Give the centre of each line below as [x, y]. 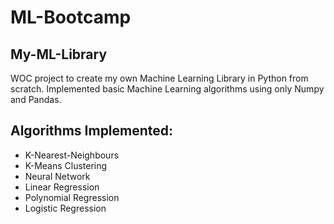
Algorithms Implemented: [92, 131]
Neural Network [57, 176]
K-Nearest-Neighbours [72, 155]
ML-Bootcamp [71, 17]
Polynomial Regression [72, 197]
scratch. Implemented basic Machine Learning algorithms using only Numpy [167, 89]
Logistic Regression [65, 208]
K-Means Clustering [66, 165]
